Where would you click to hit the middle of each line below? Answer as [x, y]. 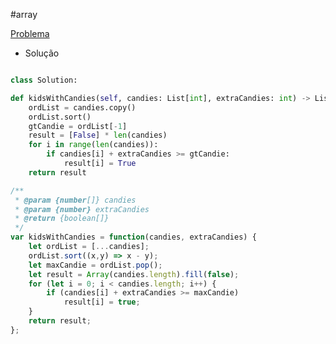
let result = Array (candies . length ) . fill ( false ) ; [134, 274]
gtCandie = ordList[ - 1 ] [78, 126]
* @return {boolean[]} [62, 219]
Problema [30, 33]
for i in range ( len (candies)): [93, 145]
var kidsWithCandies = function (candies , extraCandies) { [133, 237]
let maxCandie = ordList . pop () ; [95, 265]
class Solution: [44, 80]
